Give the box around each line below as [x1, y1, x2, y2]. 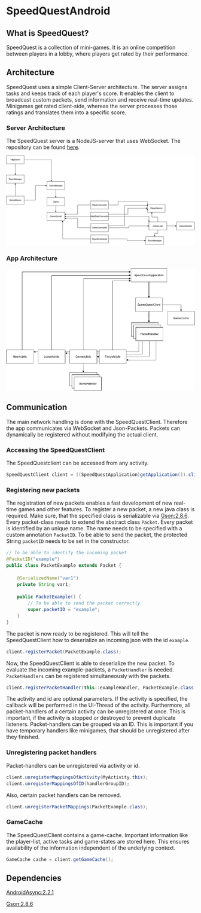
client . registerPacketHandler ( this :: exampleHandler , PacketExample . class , [6, 685, 197, 691]
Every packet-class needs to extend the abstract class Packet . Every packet [6, 518, 193, 526]
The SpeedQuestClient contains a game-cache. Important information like [6, 831, 188, 838]
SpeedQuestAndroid [6, 4, 111, 18]
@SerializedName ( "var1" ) [17, 575, 79, 581]
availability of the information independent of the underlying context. [6, 844, 176, 851]
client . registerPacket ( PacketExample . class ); [6, 649, 121, 655]
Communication [6, 402, 68, 413]
